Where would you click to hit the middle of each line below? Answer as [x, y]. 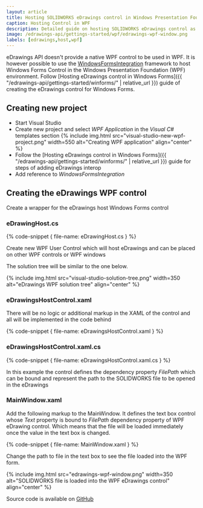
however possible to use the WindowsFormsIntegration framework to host [98, 63]
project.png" [31, 142]
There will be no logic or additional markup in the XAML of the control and [98, 313]
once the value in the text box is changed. [58, 432]
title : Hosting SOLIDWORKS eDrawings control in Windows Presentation [97, 18]
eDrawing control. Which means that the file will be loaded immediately [95, 426]
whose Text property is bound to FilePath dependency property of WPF [95, 420]
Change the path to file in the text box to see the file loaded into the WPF [97, 456]
